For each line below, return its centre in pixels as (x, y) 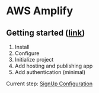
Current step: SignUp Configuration (49, 84)
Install (22, 47)
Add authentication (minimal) (50, 72)
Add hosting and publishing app (54, 66)
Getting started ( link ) (46, 33)
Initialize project (34, 60)
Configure (27, 53)
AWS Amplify (40, 11)
